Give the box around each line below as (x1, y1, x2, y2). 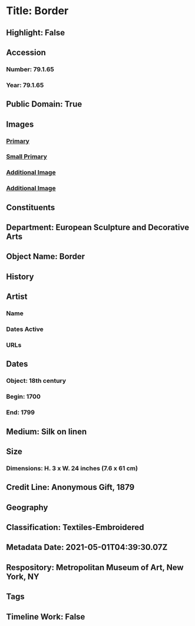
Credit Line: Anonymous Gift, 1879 (6, 482, 135, 492)
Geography (6, 502, 48, 512)
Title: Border (6, 4, 69, 18)
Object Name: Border (6, 251, 85, 261)
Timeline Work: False (6, 611, 85, 622)
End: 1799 (6, 408, 35, 416)
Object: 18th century (6, 377, 67, 385)
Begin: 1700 (6, 393, 41, 401)
